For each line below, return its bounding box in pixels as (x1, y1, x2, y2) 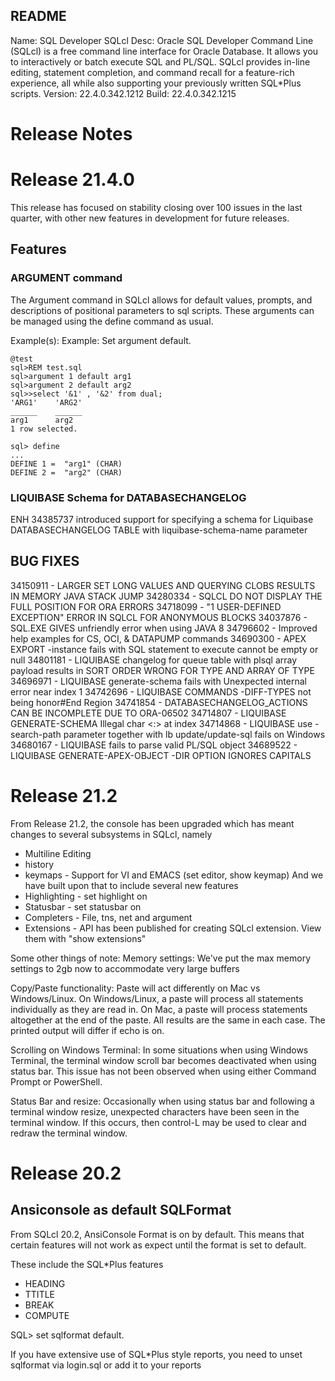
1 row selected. (10, 424, 78, 434)
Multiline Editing (24, 847, 92, 859)
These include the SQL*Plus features (10, 1258, 164, 1270)
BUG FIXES (10, 553, 80, 570)
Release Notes (10, 123, 133, 145)
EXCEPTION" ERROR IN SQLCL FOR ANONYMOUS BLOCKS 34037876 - (10, 611, 308, 623)
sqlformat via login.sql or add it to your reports (10, 1359, 202, 1371)
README (10, 8, 67, 25)
